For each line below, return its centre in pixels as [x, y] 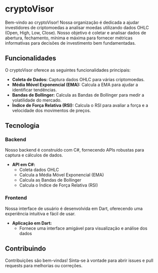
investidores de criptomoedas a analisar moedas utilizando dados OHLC [77, 27]
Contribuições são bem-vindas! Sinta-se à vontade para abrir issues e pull [79, 260]
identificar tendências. [34, 90]
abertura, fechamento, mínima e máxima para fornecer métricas [69, 38]
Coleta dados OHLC [39, 170]
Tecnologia [22, 126]
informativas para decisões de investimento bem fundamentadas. [71, 43]
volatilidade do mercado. [37, 100]
